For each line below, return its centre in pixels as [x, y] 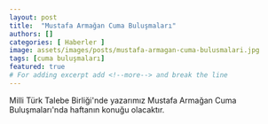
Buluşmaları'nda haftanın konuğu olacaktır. [87, 109]
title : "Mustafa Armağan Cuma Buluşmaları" [93, 26]
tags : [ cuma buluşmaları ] [57, 58]
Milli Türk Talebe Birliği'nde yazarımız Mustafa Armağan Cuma [123, 100]
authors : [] [31, 34]
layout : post [33, 17]
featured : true [37, 67]
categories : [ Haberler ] [57, 42]
